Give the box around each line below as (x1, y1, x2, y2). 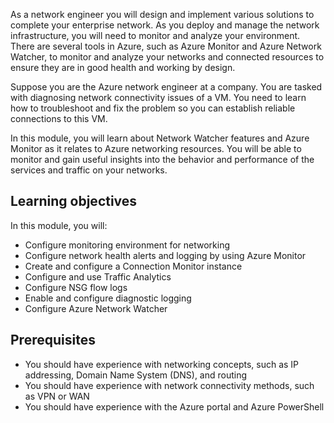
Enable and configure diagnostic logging (24, 292, 192, 304)
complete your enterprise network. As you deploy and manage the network (10, 19, 320, 31)
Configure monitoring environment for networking (24, 239, 231, 251)
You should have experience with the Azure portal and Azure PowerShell (24, 400, 325, 413)
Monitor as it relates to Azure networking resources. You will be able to (10, 143, 302, 154)
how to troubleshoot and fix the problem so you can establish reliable (10, 102, 296, 114)
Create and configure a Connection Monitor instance (24, 260, 243, 272)
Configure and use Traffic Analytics (24, 270, 172, 283)
